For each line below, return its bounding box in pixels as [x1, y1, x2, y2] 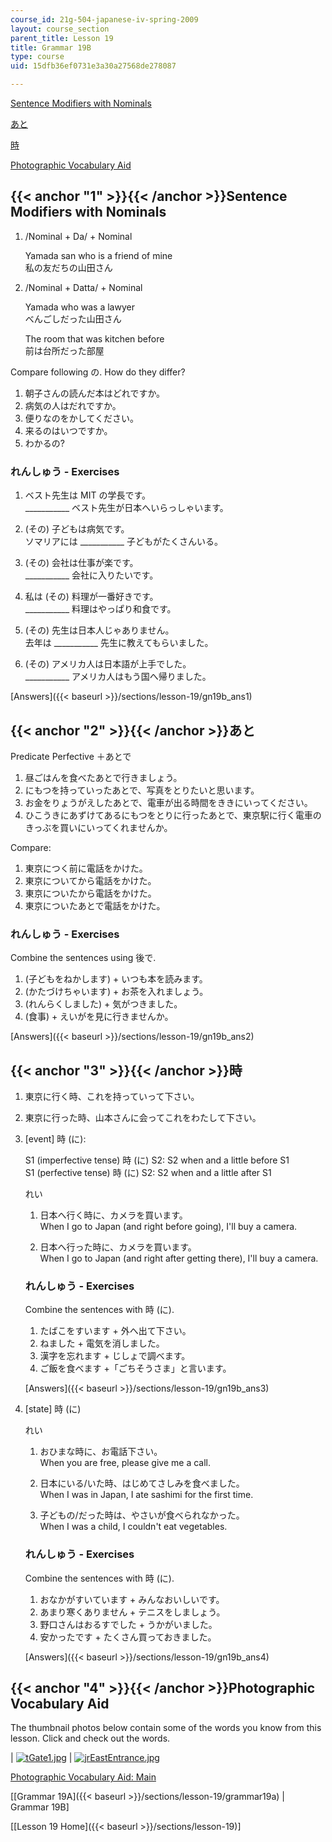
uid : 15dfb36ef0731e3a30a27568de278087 [10, 61, 177, 71]
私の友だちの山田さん [24, 261, 113, 273]
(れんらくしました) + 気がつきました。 [24, 998, 183, 1010]
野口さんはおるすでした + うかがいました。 [39, 1618, 218, 1630]
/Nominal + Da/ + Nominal [24, 230, 133, 242]
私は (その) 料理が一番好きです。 [24, 591, 159, 603]
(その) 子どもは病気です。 [24, 523, 130, 535]
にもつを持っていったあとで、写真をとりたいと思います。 [24, 784, 260, 796]
